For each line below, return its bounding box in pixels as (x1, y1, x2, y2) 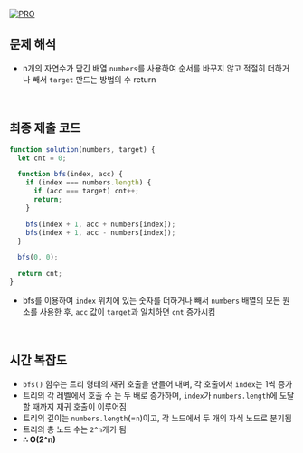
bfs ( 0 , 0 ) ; (17, 253, 59, 262)
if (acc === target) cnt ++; (33, 186, 140, 196)
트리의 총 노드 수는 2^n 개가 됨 (22, 423, 127, 434)
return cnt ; (17, 269, 63, 278)
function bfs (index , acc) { (17, 170, 124, 179)
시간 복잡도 (9, 353, 68, 368)
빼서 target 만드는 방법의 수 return (32, 73, 156, 85)
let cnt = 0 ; (17, 154, 67, 163)
